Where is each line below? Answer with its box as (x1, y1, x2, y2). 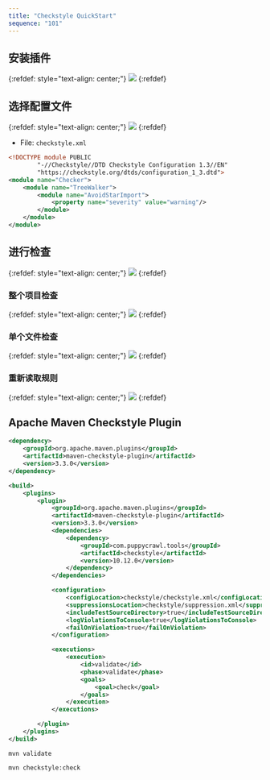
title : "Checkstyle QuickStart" (8, 11, 117, 20)
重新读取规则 (8, 372, 59, 384)
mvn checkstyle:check (8, 763, 81, 772)
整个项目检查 (8, 289, 59, 301)
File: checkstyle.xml (19, 138, 87, 147)
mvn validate (8, 749, 52, 757)
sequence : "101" (8, 19, 63, 27)
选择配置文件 (8, 99, 72, 113)
